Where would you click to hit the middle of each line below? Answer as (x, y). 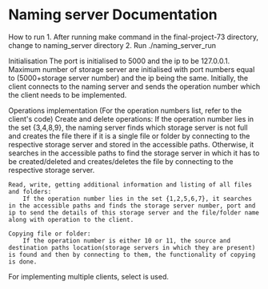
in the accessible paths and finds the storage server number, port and (132, 206)
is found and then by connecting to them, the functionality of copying (132, 255)
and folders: (30, 191)
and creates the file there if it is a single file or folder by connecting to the (129, 136)
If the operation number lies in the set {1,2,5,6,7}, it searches (137, 199)
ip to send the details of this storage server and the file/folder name (134, 213)
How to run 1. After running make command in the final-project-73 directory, (133, 37)
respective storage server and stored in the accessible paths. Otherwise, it (131, 144)
